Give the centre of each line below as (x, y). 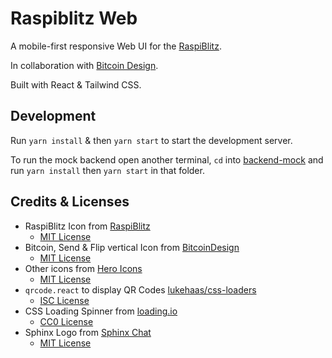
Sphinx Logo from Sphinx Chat (88, 332)
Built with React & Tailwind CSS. (76, 84)
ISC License (64, 300)
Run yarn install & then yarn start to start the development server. (151, 140)
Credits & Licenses (70, 202)
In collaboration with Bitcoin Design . (84, 65)
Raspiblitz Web (74, 18)
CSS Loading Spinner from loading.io (101, 311)
